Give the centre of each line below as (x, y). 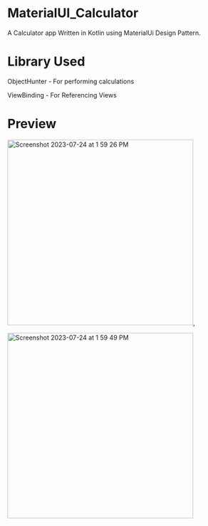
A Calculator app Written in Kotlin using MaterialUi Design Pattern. (104, 33)
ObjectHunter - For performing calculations (71, 81)
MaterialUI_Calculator (73, 13)
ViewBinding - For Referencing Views (62, 95)
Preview (32, 124)
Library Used (46, 62)
